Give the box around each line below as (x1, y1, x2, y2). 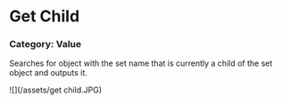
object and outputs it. (9, 68, 87, 78)
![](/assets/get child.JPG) (9, 84, 103, 95)
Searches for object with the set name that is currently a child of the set (9, 58, 273, 68)
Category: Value (9, 38, 82, 51)
